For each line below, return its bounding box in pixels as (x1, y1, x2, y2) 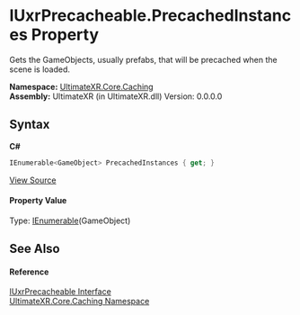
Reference (9, 266, 49, 277)
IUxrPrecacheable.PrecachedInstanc (9, 5, 292, 26)
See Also (9, 241, 60, 256)
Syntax (9, 117, 50, 132)
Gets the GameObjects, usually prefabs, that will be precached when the (9, 54, 278, 65)
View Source (9, 175, 57, 185)
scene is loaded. (9, 64, 70, 75)
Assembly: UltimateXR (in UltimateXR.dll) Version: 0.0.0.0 (9, 91, 223, 102)
